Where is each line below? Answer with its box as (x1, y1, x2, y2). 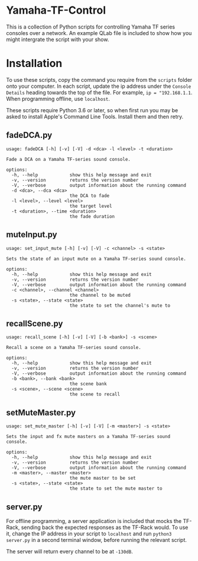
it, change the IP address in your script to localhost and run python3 (6, 530, 172, 537)
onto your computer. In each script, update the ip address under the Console (6, 83, 191, 90)
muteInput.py (6, 230, 57, 240)
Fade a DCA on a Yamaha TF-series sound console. (6, 156, 131, 162)
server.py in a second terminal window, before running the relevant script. (6, 536, 187, 543)
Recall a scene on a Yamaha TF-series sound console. (6, 345, 142, 351)
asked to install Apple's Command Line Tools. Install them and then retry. (6, 113, 184, 120)
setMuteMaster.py (6, 407, 76, 417)
